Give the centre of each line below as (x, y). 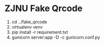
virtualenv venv (27, 27)
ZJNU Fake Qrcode (44, 8)
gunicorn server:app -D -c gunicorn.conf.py (56, 37)
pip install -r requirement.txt (40, 32)
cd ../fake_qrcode (29, 22)
